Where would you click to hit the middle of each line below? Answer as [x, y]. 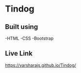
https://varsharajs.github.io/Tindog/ [40, 65]
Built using [22, 27]
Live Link [19, 53]
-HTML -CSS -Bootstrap [29, 38]
